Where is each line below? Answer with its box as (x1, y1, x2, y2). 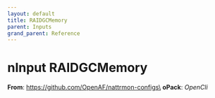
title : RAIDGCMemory (7, 17, 68, 24)
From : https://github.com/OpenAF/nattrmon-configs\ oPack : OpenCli (7, 83, 208, 92)
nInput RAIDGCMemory (7, 60, 148, 76)
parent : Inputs (7, 23, 52, 30)
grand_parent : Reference (7, 29, 80, 37)
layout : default (7, 10, 55, 17)
